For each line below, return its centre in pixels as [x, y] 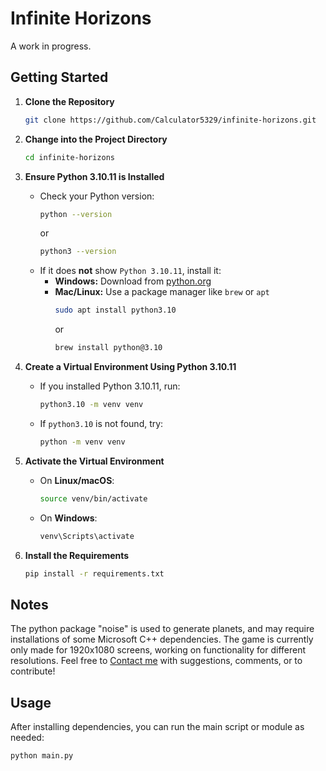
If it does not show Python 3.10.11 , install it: [130, 271]
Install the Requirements [77, 555]
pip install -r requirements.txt [94, 573]
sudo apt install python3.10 [115, 310]
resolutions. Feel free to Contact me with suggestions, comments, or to [156, 661]
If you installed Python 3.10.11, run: [110, 386]
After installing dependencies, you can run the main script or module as [157, 726]
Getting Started [59, 77]
